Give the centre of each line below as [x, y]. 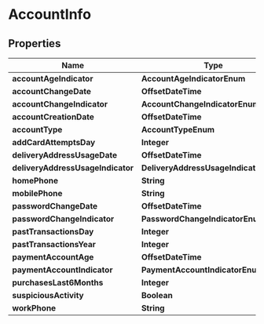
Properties [35, 44]
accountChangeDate [52, 91]
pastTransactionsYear [54, 244]
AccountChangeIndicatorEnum [201, 104]
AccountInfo [50, 15]
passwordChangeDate [55, 206]
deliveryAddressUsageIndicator [73, 168]
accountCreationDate [53, 117]
